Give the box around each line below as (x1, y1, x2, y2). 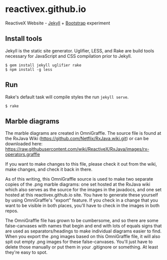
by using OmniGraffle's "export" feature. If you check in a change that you (5, 197, 158, 203)
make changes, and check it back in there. (5, 166, 92, 173)
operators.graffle (5, 151, 40, 158)
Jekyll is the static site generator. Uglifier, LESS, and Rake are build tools (5, 47, 154, 53)
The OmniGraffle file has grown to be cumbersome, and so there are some (5, 218, 158, 224)
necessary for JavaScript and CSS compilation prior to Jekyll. (5, 53, 132, 59)
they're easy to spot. (5, 250, 48, 256)
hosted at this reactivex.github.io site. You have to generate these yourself (5, 192, 158, 198)
